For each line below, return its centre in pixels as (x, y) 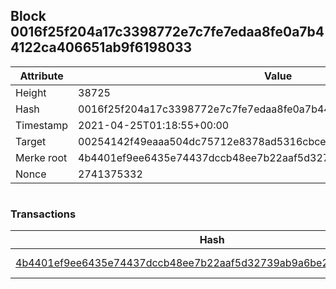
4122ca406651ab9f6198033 (101, 47)
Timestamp (42, 125)
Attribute (41, 76)
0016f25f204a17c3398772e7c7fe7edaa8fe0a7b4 (167, 32)
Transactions (43, 214)
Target (31, 141)
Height (31, 92)
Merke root (41, 157)
